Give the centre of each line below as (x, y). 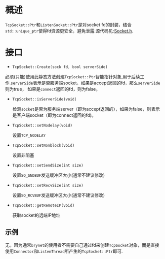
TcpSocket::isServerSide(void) (44, 99)
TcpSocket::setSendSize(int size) (48, 165)
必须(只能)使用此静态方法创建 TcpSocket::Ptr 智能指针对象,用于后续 (73, 76)
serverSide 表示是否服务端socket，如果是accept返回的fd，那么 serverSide (85, 83)
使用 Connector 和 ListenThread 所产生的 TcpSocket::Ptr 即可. (64, 251)
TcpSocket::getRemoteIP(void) (43, 205)
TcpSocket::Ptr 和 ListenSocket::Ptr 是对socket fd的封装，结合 (68, 25)
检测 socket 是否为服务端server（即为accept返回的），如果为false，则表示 (86, 109)
